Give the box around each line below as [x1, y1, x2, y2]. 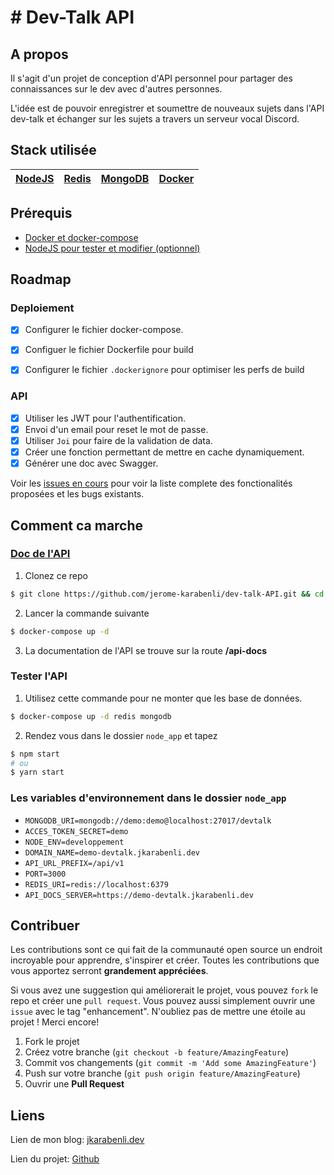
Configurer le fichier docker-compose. [24, 324, 184, 336]
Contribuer [10, 917, 80, 935]
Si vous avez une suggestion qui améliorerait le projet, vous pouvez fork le [10, 984, 319, 996]
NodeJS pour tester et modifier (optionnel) [24, 242, 201, 254]
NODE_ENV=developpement [24, 837, 125, 847]
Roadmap [10, 271, 72, 288]
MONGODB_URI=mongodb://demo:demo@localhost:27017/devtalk [24, 816, 272, 826]
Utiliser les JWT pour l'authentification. [24, 412, 187, 424]
